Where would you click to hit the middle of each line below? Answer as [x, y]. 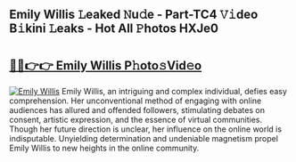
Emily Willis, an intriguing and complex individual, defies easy [175, 91]
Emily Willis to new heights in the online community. [104, 148]
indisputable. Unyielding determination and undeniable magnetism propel [144, 138]
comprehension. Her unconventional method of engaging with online [136, 101]
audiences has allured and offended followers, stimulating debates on [137, 110]
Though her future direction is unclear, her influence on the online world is [146, 129]
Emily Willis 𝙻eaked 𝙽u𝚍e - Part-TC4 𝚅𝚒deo [134, 15]
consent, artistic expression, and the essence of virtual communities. [136, 120]
